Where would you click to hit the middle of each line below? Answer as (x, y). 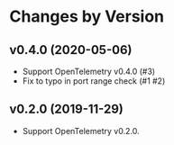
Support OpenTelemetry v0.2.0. (81, 131)
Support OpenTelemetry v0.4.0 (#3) (89, 71)
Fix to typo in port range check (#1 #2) (94, 81)
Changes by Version (87, 17)
